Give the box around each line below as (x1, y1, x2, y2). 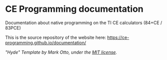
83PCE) (5, 25, 21, 30)
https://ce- (107, 34, 130, 40)
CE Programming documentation (5, 3, 144, 15)
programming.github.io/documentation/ (5, 39, 86, 45)
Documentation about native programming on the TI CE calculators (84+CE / (5, 20, 163, 26)
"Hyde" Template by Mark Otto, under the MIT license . (5, 49, 117, 55)
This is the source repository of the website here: (5, 34, 106, 40)
